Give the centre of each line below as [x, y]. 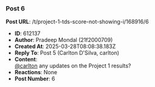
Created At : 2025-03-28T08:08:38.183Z [65, 46]
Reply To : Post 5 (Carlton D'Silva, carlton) [67, 53]
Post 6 [15, 9]
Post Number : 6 [35, 79]
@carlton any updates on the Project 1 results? [73, 66]
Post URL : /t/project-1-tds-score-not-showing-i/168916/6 [77, 22]
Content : [26, 60]
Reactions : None [36, 72]
